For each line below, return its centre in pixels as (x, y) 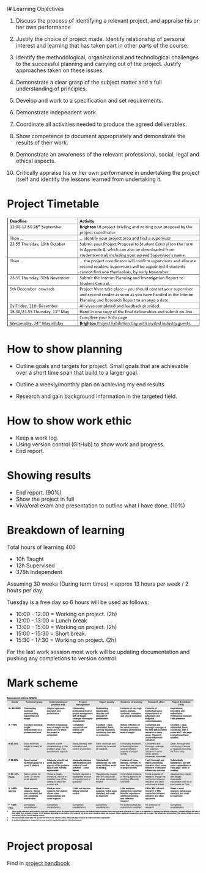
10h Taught (30, 559)
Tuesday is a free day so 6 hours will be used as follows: (78, 602)
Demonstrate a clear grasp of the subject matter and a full (89, 82)
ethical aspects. (36, 161)
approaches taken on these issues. (60, 70)
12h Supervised (35, 565)
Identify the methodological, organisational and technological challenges (107, 57)
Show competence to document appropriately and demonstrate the (101, 136)
